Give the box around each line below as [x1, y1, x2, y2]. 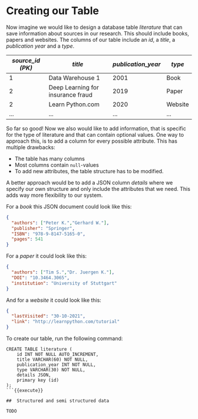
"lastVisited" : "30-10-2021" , [11, 314, 85, 319]
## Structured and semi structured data [6, 398, 110, 404]
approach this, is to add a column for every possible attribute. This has [6, 137, 178, 144]
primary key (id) [16, 377, 60, 384]
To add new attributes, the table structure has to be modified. [14, 167, 164, 174]
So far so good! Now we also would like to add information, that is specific [6, 125, 187, 132]
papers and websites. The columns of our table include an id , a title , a [6, 36, 176, 43]
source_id [11, 56, 40, 64]
